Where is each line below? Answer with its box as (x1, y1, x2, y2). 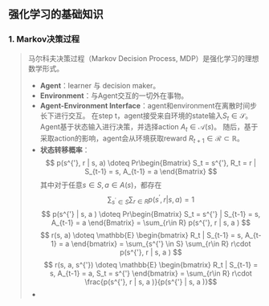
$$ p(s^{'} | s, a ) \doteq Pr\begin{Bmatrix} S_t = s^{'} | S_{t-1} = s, (41, 209, 261, 218)
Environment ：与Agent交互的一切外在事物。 (39, 91, 189, 100)
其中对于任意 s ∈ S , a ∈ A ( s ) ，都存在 (39, 180, 162, 190)
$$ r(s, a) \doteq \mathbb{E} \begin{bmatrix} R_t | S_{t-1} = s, (39, 230, 243, 239)
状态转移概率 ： (39, 145, 90, 155)
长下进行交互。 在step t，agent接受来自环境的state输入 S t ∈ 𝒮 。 (39, 111, 253, 122)
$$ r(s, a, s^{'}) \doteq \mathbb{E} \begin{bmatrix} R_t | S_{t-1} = (43, 259, 259, 269)
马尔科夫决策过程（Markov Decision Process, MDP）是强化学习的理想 (27, 53, 259, 63)
